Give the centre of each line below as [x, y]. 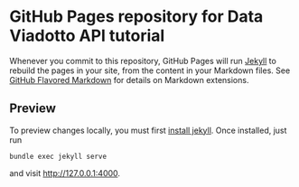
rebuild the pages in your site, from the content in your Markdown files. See [150, 70]
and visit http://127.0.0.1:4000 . [65, 173]
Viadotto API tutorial [87, 36]
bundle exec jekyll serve [58, 156]
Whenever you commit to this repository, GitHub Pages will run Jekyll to [143, 61]
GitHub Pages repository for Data [136, 17]
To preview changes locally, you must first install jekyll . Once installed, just [148, 130]
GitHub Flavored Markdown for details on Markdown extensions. [129, 79]
